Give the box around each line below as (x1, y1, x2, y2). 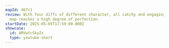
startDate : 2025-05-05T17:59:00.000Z (5, 21, 84, 26)
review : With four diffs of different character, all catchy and (5, 12, 145, 17)
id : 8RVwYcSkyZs (10, 30, 44, 35)
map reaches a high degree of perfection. (10, 16, 100, 21)
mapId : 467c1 (5, 7, 33, 12)
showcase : (5, 26, 26, 31)
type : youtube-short (10, 35, 53, 40)
